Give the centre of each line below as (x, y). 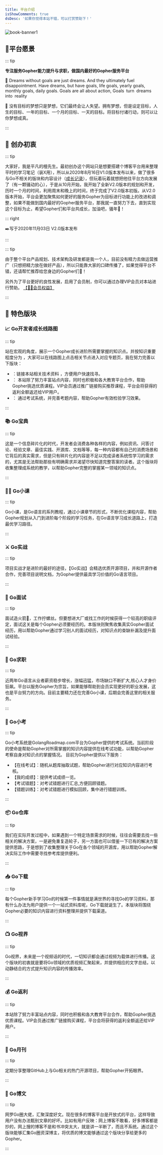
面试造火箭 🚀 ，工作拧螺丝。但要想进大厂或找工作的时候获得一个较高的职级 (79, 618)
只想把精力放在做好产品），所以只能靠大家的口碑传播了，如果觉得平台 (82, 265)
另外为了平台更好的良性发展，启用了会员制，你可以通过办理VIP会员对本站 (79, 281)
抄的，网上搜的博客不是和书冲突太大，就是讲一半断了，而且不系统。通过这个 (81, 1127)
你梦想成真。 (18, 118)
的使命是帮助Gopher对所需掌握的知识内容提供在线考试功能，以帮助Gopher (80, 749)
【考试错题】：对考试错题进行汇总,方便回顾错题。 (60, 783)
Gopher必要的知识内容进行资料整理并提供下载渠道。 (57, 911)
